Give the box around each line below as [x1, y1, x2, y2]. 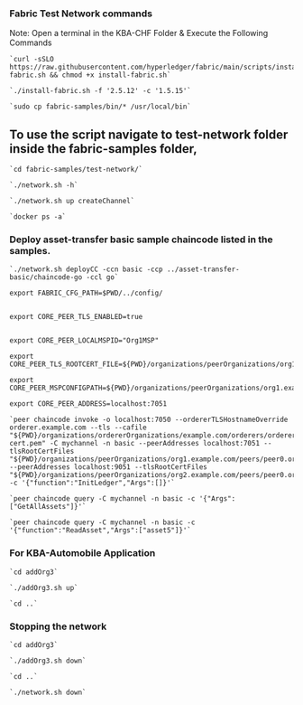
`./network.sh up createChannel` [9, 197, 135, 206]
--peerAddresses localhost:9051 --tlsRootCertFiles [9, 463, 207, 472]
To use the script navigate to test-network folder [9, 127, 289, 142]
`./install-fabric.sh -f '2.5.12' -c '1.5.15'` [9, 87, 192, 96]
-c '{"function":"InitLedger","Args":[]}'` [9, 478, 176, 488]
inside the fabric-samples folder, [9, 141, 197, 156]
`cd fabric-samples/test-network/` [9, 165, 143, 174]
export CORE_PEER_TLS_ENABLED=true [9, 313, 143, 322]
